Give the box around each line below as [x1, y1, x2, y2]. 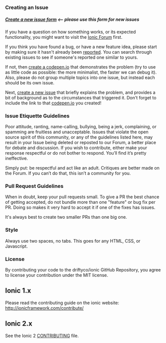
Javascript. [5, 243, 28, 249]
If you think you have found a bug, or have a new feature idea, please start [5, 44, 157, 50]
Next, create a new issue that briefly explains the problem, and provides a [5, 89, 156, 95]
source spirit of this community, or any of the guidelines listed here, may [5, 134, 153, 140]
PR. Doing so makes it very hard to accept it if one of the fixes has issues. [5, 204, 156, 210]
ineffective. [5, 156, 28, 162]
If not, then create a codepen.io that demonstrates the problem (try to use [5, 64, 156, 70]
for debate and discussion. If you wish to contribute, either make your [5, 145, 147, 151]
